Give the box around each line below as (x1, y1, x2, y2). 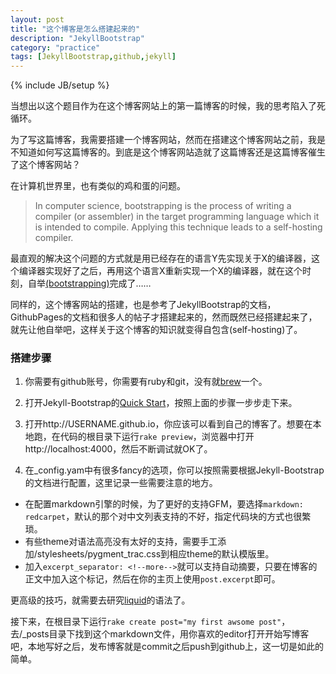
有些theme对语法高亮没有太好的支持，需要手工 (24, 536, 218, 548)
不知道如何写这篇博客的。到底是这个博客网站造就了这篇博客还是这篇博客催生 (10, 146, 326, 158)
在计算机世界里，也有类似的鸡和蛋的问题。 (10, 180, 186, 192)
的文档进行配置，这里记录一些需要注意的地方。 (24, 477, 218, 489)
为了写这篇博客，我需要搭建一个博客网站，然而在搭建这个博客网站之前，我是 (10, 134, 326, 146)
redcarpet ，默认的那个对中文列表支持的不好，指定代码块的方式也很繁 (24, 511, 312, 523)
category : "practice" (10, 42, 101, 53)
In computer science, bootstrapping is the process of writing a (34, 200, 292, 212)
